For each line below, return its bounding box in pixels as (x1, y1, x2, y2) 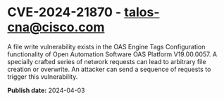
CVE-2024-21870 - (7, 4, 122, 20)
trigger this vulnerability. (7, 72, 78, 81)
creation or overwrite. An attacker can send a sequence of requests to (7, 65, 211, 73)
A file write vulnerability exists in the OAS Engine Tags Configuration (7, 42, 206, 51)
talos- (124, 4, 160, 20)
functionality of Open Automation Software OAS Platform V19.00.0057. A (7, 50, 217, 58)
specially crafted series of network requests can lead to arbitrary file (7, 57, 206, 65)
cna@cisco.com (7, 19, 105, 35)
